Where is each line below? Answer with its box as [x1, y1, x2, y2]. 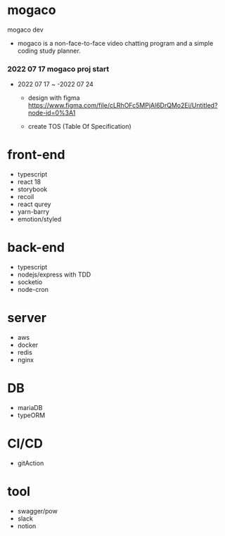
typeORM [17, 411, 46, 419]
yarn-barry [17, 208, 50, 216]
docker [17, 340, 39, 350]
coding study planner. [17, 46, 81, 55]
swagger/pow [17, 506, 58, 515]
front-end [7, 147, 65, 163]
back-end [7, 240, 65, 255]
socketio [17, 278, 43, 286]
